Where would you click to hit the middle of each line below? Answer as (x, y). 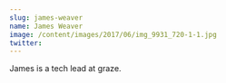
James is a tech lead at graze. (65, 69)
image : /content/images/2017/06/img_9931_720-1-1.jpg (113, 34)
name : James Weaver (46, 26)
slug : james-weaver (46, 18)
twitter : (26, 43)
